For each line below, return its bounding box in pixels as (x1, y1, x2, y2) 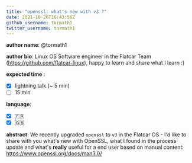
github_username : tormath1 (6, 20, 73, 25)
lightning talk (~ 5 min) (14, 82, 70, 90)
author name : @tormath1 (6, 41, 67, 49)
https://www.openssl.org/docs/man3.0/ (6, 149, 102, 157)
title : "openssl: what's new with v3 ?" (6, 8, 108, 15)
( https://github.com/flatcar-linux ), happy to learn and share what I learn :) (6, 59, 185, 66)
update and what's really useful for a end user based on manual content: (6, 143, 184, 151)
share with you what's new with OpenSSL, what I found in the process (6, 137, 177, 144)
